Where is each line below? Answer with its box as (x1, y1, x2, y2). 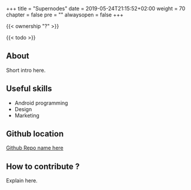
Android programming (14, 99, 69, 106)
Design (14, 105, 32, 112)
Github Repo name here (6, 144, 63, 152)
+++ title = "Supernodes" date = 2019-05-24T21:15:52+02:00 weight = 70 (6, 5, 186, 12)
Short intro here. (6, 66, 46, 74)
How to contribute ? (6, 161, 80, 171)
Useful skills (6, 84, 52, 94)
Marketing (14, 112, 40, 119)
